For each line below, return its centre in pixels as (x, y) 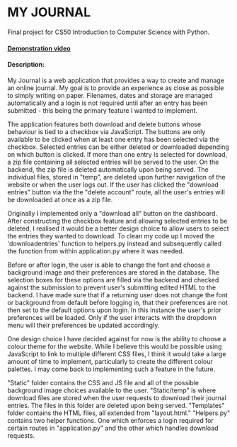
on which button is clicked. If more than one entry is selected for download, (117, 154)
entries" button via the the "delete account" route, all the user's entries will (116, 192)
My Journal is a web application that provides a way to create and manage (116, 80)
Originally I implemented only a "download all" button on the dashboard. (112, 213)
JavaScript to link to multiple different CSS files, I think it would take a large (117, 354)
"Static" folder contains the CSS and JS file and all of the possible (103, 382)
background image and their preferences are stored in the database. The (114, 272)
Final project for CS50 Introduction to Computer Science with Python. (109, 32)
